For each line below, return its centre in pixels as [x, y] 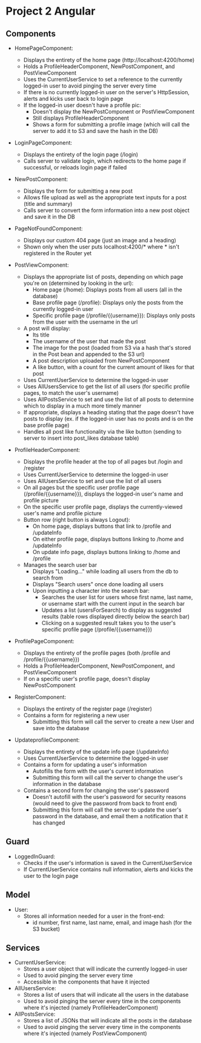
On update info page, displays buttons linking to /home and [106, 552]
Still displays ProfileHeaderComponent [81, 118]
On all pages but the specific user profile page [81, 487]
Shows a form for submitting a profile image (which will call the [111, 125]
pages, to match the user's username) [71, 393]
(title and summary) [48, 204]
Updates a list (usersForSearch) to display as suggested [111, 610]
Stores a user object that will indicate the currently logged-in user [105, 969]
